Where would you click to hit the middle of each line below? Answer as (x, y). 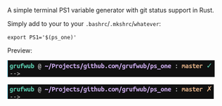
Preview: (20, 51)
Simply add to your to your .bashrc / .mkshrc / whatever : (84, 24)
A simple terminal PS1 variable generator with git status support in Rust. (111, 10)
